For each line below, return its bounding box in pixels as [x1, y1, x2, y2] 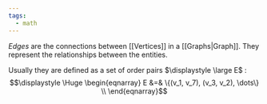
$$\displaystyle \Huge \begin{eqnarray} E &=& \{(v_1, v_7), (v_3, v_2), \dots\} [9, 78, 260, 87]
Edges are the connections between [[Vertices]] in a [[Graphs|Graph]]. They [8, 41, 260, 50]
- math [15, 19, 38, 27]
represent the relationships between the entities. [8, 50, 168, 59]
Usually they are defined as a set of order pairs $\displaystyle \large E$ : [8, 65, 247, 74]
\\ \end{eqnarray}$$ [101, 86, 168, 96]
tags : [8, 11, 26, 20]
